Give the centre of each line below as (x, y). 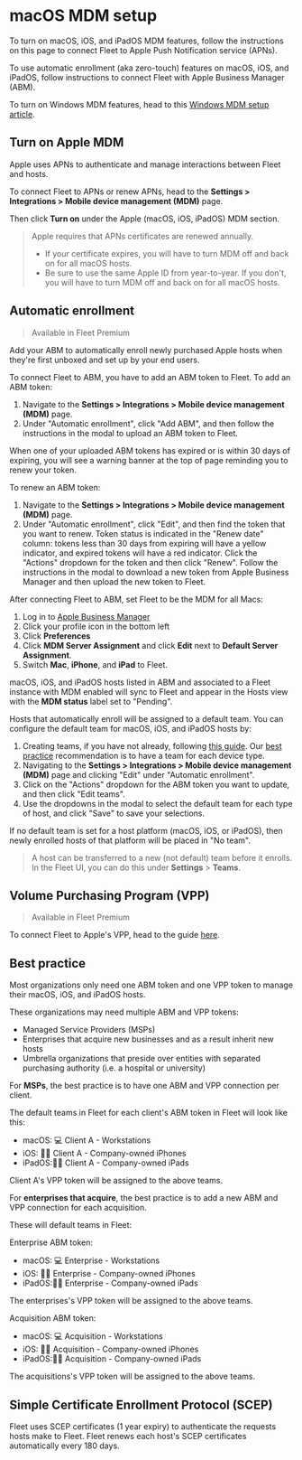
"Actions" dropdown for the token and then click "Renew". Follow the (150, 562)
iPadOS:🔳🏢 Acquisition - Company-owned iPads (112, 1359)
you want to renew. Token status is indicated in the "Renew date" (143, 533)
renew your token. (43, 470)
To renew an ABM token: (55, 487)
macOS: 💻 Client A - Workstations (87, 1140)
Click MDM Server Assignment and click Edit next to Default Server (150, 645)
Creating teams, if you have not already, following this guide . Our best (152, 745)
